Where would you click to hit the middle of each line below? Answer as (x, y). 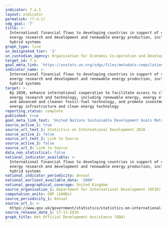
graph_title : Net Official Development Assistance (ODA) (65, 217)
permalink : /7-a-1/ (25, 19)
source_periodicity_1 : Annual (37, 199)
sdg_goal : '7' (20, 24)
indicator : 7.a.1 (23, 10)
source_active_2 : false (30, 134)
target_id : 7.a (21, 60)
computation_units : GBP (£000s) (39, 194)
